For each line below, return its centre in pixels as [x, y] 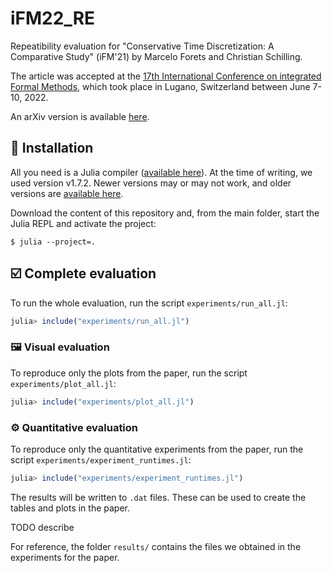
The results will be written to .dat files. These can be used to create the [158, 497]
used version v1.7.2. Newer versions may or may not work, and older [151, 183]
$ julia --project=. [53, 242]
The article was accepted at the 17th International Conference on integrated [166, 76]
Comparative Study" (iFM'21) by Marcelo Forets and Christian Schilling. [156, 56]
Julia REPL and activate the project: [83, 223]
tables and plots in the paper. [70, 508]
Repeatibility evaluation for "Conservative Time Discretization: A [142, 46]
